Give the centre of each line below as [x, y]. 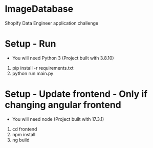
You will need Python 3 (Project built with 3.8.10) [63, 58]
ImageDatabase [39, 9]
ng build [21, 140]
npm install [24, 134]
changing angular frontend [63, 105]
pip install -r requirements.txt [43, 68]
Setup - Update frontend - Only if [76, 94]
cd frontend [25, 129]
